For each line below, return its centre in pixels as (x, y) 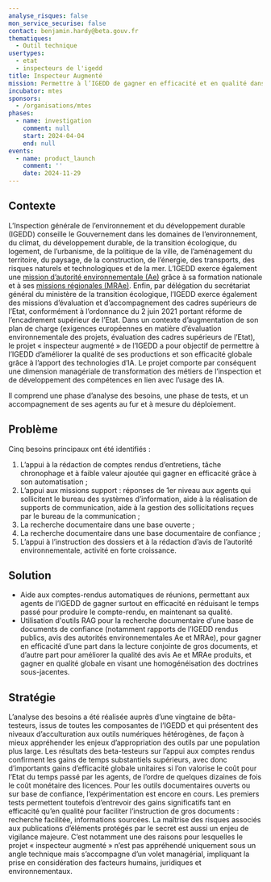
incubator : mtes (35, 91)
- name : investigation (54, 121)
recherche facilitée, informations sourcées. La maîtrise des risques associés (135, 820)
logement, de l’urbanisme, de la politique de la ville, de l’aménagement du (130, 251)
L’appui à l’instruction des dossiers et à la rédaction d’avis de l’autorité (136, 541)
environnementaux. (40, 872)
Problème (33, 430)
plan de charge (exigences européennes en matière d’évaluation (115, 328)
